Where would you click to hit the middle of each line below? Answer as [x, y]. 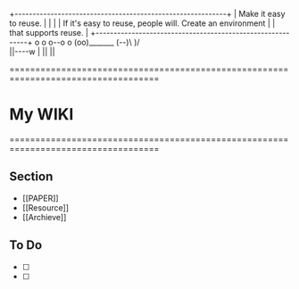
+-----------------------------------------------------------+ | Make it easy [147, 14]
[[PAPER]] [41, 198]
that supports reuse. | [49, 33]
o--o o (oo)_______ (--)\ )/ [94, 42]
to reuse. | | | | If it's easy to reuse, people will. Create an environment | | [142, 23]
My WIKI [42, 115]
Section [31, 177]
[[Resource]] [46, 207]
